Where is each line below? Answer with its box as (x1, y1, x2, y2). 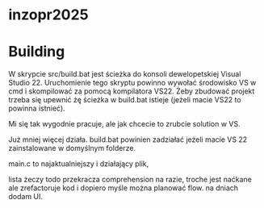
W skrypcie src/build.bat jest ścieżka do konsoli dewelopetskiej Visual (8, 69, 241, 79)
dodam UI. (8, 192, 43, 202)
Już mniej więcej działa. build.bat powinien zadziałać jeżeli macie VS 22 (8, 135, 248, 144)
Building (8, 43, 65, 61)
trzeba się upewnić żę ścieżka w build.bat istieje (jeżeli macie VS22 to (8, 95, 241, 105)
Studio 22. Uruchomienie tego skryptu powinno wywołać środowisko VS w (8, 78, 257, 88)
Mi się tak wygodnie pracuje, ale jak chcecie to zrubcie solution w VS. (8, 119, 241, 129)
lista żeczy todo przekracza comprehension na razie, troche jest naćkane (8, 175, 252, 185)
